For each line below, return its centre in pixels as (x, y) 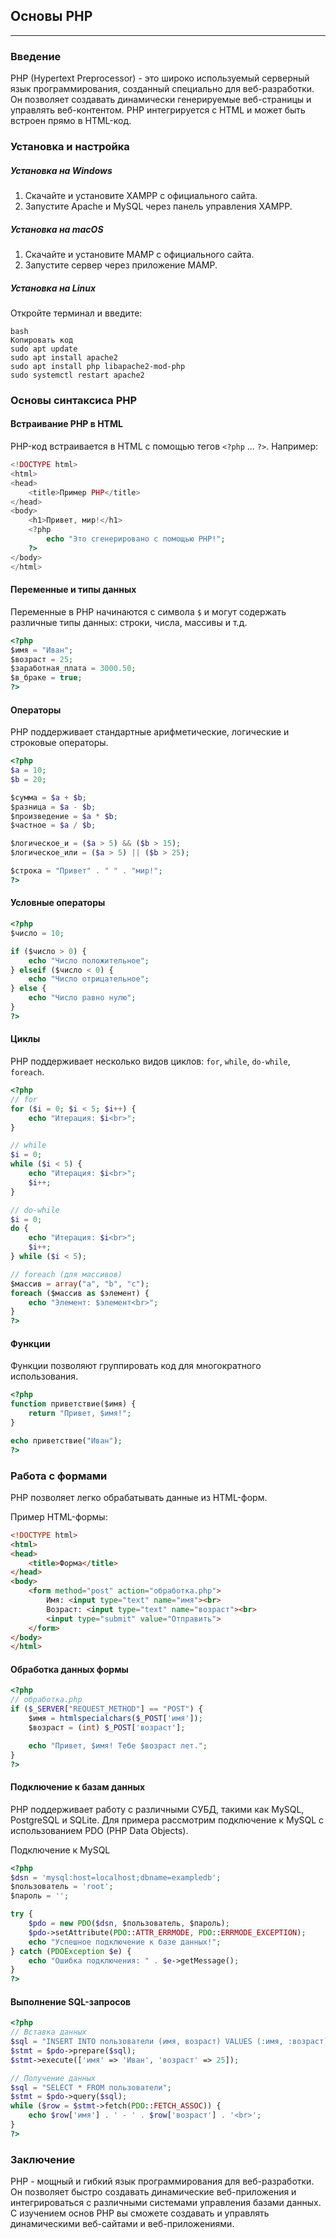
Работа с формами (59, 1476)
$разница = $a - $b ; (53, 807)
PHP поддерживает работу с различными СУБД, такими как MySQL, (157, 1809)
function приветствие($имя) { (73, 1404)
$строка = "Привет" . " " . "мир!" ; (86, 871)
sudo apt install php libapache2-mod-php (98, 366)
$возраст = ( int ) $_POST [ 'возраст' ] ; (107, 1727)
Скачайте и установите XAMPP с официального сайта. (141, 195)
